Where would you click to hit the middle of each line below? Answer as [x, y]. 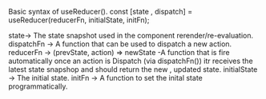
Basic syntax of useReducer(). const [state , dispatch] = [101, 12]
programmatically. [38, 86]
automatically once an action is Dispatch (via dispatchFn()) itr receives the [131, 61]
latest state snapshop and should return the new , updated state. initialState [133, 69]
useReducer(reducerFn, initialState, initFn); [79, 20]
